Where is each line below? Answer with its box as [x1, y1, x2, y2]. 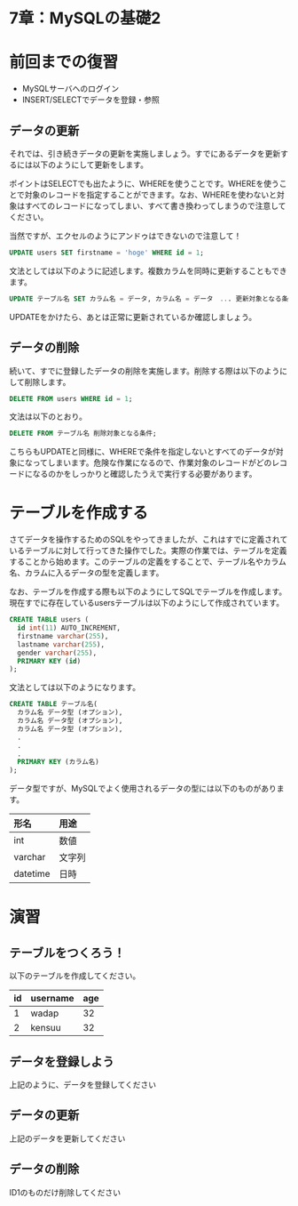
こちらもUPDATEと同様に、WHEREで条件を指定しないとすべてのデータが [9, 446, 277, 457]
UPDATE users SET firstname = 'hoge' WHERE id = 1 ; [9, 248, 204, 257]
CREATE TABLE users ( [9, 615, 90, 624]
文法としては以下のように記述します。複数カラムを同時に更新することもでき [9, 265, 287, 276]
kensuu [30, 1022, 61, 1034]
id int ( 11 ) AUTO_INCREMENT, [17, 623, 122, 632]
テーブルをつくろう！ [9, 945, 126, 961]
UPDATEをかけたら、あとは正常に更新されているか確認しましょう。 [9, 311, 257, 322]
